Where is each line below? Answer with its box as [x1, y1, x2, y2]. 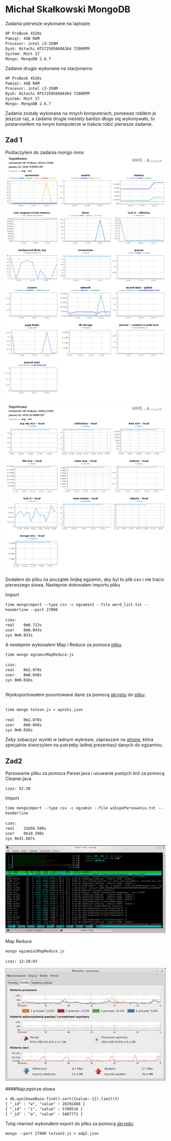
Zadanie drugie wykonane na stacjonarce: [5, 65, 93, 71]
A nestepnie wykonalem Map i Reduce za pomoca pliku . [5, 642, 123, 648]
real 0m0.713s [5, 623, 42, 628]
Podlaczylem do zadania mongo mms [5, 149, 84, 155]
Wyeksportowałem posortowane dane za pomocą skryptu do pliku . [5, 691, 146, 698]
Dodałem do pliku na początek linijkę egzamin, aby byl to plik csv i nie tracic [5, 576, 164, 582]
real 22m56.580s [5, 826, 47, 831]
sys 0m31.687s [5, 836, 36, 841]
